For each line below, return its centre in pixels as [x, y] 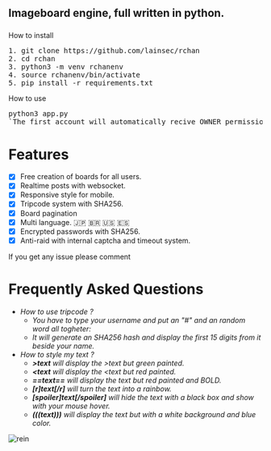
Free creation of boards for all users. [81, 177]
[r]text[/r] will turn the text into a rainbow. [102, 388]
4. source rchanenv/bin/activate [75, 75]
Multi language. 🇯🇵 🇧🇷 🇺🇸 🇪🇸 [75, 222]
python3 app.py [38, 114]
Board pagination [49, 213]
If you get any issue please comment [70, 257]
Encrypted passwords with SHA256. [80, 231]
